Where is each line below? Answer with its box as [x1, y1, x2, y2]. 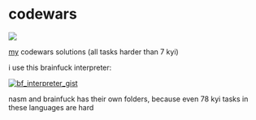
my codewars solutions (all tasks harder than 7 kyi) [8, 46, 179, 57]
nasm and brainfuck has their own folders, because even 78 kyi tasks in [8, 94, 249, 104]
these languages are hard [8, 102, 94, 112]
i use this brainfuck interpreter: [8, 62, 112, 72]
